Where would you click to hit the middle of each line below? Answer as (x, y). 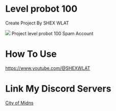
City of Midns (20, 103)
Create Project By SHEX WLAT (37, 23)
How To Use (31, 54)
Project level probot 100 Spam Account (52, 33)
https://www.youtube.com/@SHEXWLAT (48, 68)
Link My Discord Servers (58, 89)
